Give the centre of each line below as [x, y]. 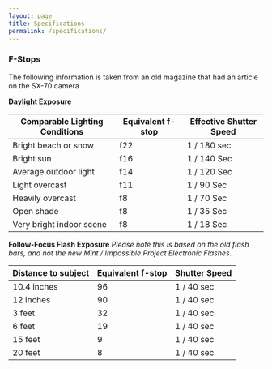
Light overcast [40, 185]
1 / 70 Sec [207, 198]
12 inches [32, 299]
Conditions [62, 131]
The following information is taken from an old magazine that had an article [134, 77]
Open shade [36, 211]
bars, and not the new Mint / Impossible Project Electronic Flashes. [120, 253]
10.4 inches [35, 286]
